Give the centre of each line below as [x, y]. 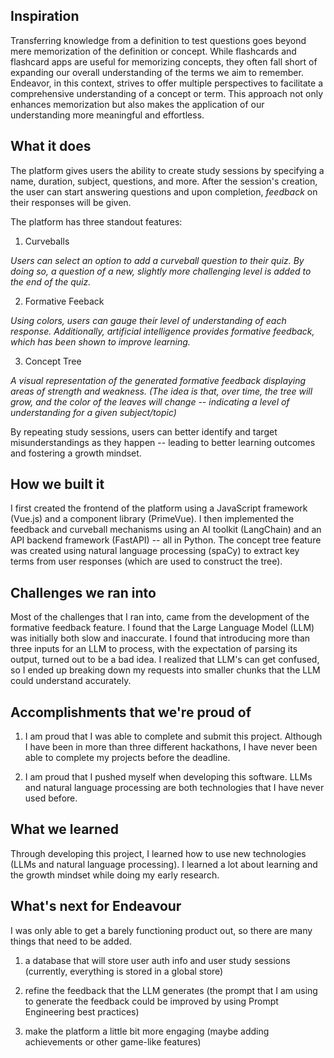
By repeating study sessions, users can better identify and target [144, 431]
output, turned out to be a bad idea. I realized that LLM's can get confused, [165, 660]
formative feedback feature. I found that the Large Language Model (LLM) [162, 628]
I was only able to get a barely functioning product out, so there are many [161, 930]
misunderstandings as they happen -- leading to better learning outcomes [163, 442]
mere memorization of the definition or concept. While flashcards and [153, 51]
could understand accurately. [71, 681]
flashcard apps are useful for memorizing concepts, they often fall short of [164, 61]
